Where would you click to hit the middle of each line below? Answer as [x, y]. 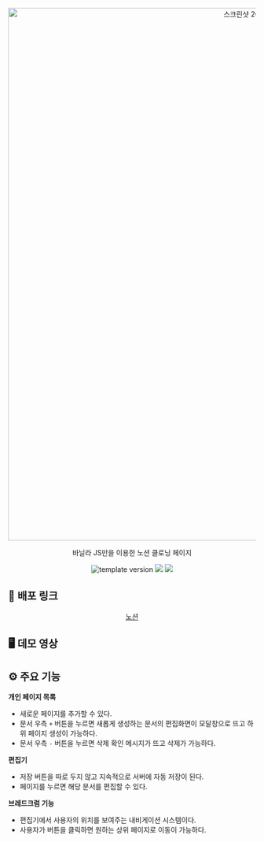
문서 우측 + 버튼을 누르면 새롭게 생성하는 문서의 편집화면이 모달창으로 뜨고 [132, 724]
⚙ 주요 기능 [35, 676]
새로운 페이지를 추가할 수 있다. [66, 714]
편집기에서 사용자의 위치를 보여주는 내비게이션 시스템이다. [108, 820]
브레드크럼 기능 [31, 803]
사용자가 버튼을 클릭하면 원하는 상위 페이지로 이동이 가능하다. [113, 830]
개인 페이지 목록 [32, 697]
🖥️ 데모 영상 [33, 644]
